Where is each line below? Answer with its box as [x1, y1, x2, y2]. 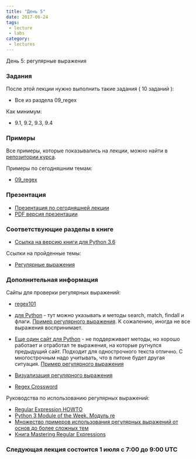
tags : [6, 19, 19, 25]
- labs [8, 30, 25, 36]
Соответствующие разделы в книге [6, 225, 114, 233]
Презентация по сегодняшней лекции [14, 204, 109, 211]
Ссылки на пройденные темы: [6, 250, 81, 257]
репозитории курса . [6, 154, 57, 161]
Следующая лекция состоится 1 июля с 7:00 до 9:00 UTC [6, 446, 178, 454]
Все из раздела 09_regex [14, 97, 77, 104]
